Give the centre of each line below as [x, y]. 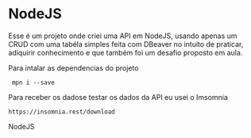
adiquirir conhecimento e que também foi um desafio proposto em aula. [125, 52]
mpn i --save [33, 82]
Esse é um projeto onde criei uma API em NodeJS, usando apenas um [123, 36]
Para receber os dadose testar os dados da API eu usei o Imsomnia [118, 97]
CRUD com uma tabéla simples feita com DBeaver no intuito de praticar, [126, 44]
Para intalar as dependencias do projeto [73, 67]
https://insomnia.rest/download [62, 112]
